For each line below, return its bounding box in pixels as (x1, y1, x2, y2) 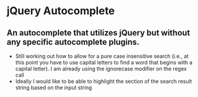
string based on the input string (15, 84, 92, 91)
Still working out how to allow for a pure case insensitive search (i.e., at (15, 53, 189, 60)
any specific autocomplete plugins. (7, 37, 139, 47)
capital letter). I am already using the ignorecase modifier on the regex (15, 65, 187, 72)
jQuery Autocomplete (7, 4, 115, 18)
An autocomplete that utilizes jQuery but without (7, 28, 190, 38)
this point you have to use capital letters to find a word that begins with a (15, 59, 193, 66)
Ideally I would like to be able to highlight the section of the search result (15, 78, 192, 85)
